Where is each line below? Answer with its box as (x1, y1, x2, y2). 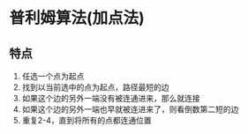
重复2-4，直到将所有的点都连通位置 (21, 115, 152, 125)
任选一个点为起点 (21, 71, 85, 81)
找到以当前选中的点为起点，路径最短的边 (21, 82, 169, 93)
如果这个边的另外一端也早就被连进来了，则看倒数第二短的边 (21, 104, 239, 115)
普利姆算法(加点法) (9, 8, 146, 28)
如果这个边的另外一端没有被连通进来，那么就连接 (21, 93, 200, 103)
